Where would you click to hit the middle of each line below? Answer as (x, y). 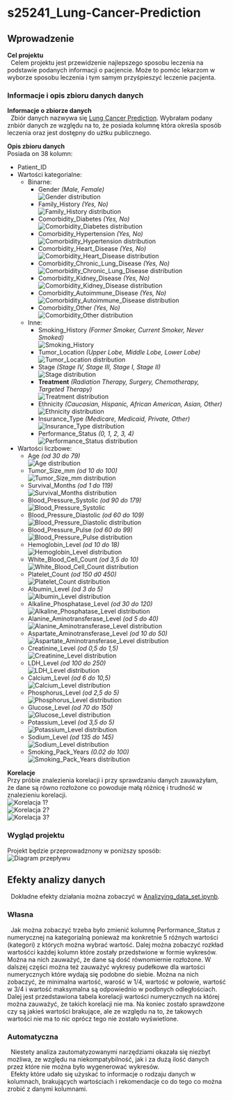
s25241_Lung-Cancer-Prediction (104, 13)
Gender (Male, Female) (71, 189)
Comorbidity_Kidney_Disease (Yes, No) (94, 278)
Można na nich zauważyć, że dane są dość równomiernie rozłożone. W (109, 959)
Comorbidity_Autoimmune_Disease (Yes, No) (102, 293)
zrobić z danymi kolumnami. (48, 1089)
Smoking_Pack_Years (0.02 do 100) (78, 752)
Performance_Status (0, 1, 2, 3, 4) (86, 434)
